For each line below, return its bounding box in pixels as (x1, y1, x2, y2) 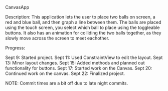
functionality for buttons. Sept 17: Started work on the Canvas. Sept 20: (5, 65, 152, 71)
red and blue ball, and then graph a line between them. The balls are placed (5, 19, 161, 25)
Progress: (5, 45, 25, 50)
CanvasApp (5, 4, 30, 10)
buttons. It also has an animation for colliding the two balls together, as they (5, 30, 161, 35)
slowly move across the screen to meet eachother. (5, 35, 109, 41)
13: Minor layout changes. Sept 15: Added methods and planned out (5, 60, 145, 65)
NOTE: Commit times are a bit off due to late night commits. (5, 80, 128, 86)
